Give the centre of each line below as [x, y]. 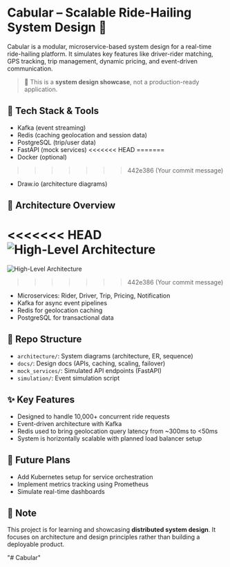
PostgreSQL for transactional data [65, 318]
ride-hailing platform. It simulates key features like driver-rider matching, [110, 54]
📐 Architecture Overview [61, 205]
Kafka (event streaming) [51, 127]
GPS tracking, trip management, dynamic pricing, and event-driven [103, 61]
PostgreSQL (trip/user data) [57, 142]
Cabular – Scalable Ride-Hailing [99, 13]
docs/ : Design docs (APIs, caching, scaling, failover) [91, 363]
